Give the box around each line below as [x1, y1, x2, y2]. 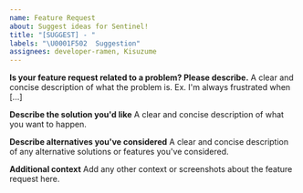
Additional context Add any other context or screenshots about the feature [9, 164, 293, 175]
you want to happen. [9, 119, 87, 130]
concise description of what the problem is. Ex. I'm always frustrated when [9, 82, 291, 93]
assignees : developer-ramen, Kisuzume [9, 47, 157, 56]
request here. [9, 174, 60, 185]
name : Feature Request [9, 13, 96, 23]
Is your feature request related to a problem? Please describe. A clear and [9, 72, 294, 83]
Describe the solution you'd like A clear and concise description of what [9, 109, 285, 120]
